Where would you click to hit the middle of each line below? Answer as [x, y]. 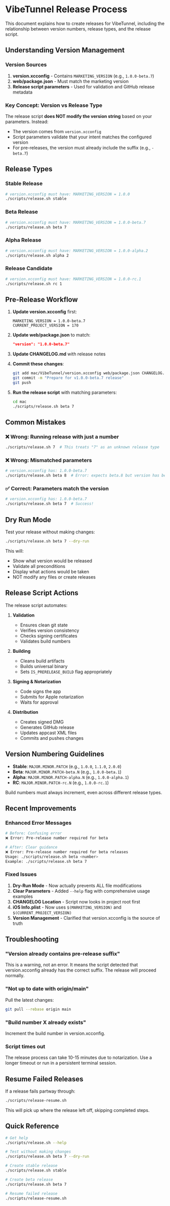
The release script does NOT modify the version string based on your [79, 116]
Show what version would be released [52, 561]
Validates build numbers [45, 641]
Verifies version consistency [50, 630]
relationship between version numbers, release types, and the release [78, 28]
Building [22, 651]
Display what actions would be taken [51, 571]
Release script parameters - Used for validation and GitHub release [83, 86]
